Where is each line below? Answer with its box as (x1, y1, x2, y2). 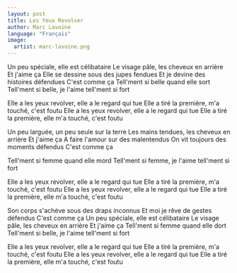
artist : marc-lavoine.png (13, 43, 91, 50)
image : (7, 37, 27, 44)
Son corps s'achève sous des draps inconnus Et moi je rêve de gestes (7, 207, 212, 214)
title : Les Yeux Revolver (7, 17, 83, 24)
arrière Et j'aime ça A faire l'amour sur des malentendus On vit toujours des (7, 135, 226, 144)
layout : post (7, 10, 46, 18)
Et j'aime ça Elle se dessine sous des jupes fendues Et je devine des (7, 70, 206, 79)
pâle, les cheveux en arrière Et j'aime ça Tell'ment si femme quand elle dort (7, 221, 226, 230)
